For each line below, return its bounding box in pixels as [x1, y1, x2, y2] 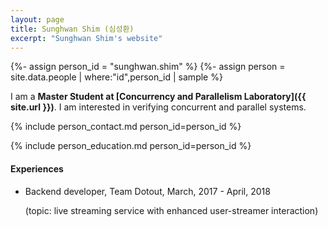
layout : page [10, 14, 65, 25]
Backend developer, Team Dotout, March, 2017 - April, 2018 [24, 185, 271, 197]
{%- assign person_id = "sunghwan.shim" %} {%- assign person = [10, 61, 286, 73]
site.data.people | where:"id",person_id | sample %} [10, 71, 223, 83]
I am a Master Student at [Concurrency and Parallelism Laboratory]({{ [10, 91, 307, 103]
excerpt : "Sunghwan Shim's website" [10, 33, 163, 43]
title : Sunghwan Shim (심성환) [10, 24, 135, 34]
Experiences [10, 162, 64, 175]
